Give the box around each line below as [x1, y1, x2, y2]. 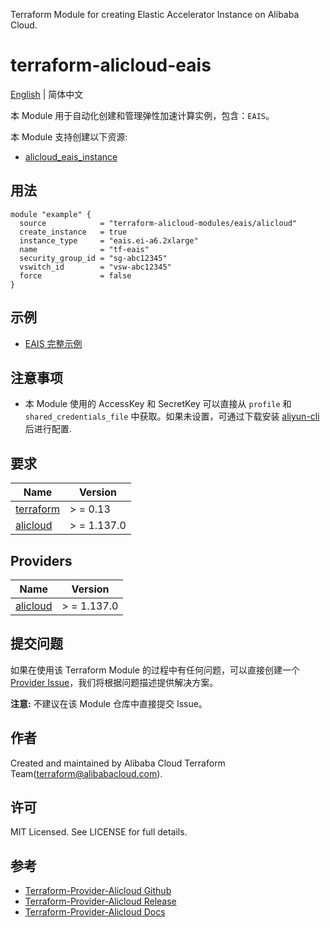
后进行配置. [24, 423, 72, 435]
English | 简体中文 [10, 88, 84, 100]
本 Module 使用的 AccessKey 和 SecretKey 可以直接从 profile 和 [24, 398, 292, 410]
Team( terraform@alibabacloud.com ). [10, 767, 163, 779]
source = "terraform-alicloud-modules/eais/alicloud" [19, 218, 298, 228]
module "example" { [10, 209, 92, 219]
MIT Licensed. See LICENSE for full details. [10, 826, 188, 838]
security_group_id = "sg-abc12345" [19, 253, 168, 263]
